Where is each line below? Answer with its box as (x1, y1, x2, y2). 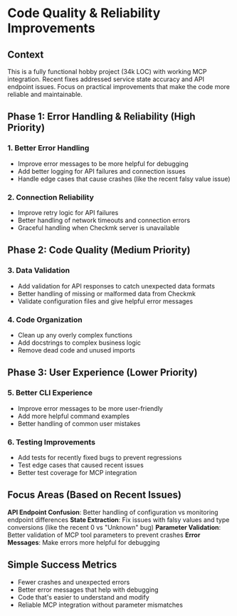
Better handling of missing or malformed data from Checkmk (17, 289, 196, 298)
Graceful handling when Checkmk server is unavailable (17, 223, 180, 232)
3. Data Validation (7, 266, 70, 276)
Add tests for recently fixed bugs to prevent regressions (17, 453, 182, 461)
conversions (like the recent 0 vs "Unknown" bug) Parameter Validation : (7, 523, 221, 531)
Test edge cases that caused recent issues (17, 461, 144, 469)
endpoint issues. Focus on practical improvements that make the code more (7, 83, 230, 90)
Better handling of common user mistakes (17, 419, 141, 428)
